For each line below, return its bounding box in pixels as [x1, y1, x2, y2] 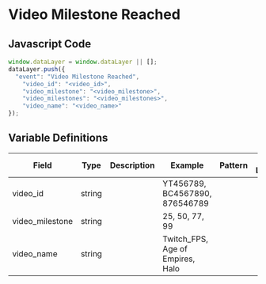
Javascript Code [8, 37, 92, 51]
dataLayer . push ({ [8, 65, 66, 73]
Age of [161, 243, 188, 254]
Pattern [218, 160, 248, 171]
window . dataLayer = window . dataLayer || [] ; [8, 58, 158, 66]
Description [109, 160, 155, 171]
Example [169, 160, 204, 171]
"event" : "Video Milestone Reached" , [15, 73, 140, 81]
